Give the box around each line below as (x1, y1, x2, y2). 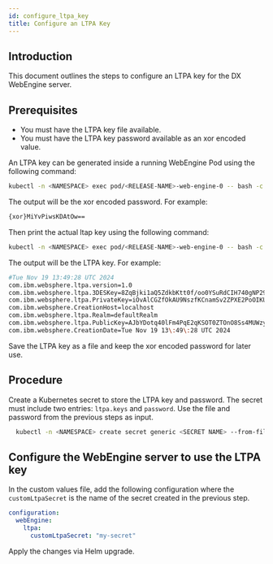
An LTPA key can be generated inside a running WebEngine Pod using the (8, 158, 256, 167)
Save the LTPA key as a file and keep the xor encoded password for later (8, 341, 252, 350)
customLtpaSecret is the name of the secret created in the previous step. (8, 493, 250, 503)
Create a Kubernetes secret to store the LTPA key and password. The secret (8, 395, 263, 405)
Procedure (8, 373, 63, 387)
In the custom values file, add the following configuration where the (8, 484, 235, 494)
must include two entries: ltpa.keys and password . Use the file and (8, 403, 231, 413)
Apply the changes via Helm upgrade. (8, 546, 136, 556)
